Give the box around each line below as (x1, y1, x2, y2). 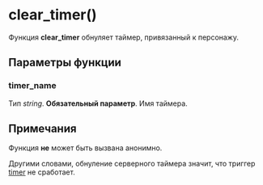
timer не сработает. (8, 167, 75, 177)
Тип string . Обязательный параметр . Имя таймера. (8, 99, 188, 108)
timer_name (8, 80, 57, 91)
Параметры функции (8, 56, 121, 69)
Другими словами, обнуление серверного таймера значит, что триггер (8, 159, 256, 169)
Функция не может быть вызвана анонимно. (8, 143, 163, 153)
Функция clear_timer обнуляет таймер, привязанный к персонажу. (8, 32, 239, 42)
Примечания (8, 122, 77, 136)
